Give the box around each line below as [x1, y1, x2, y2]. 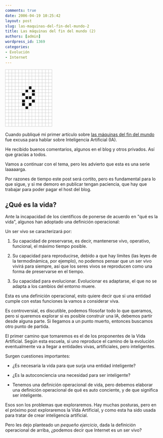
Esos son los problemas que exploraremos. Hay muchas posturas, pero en [5, 402, 157, 408]
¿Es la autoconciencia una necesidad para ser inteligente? [12, 372, 131, 378]
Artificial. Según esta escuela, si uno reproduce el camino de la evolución [5, 338, 155, 344]
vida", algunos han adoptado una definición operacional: [5, 219, 120, 225]
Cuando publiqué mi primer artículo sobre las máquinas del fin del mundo [5, 131, 155, 137]
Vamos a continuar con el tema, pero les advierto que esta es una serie [5, 161, 150, 167]
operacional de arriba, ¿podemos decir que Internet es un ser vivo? [5, 427, 142, 433]
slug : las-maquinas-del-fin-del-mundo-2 [5, 24, 90, 29]
